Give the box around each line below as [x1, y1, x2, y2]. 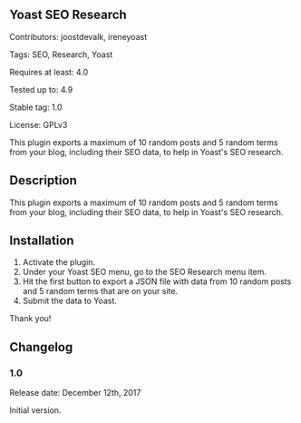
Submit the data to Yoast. [22, 295, 118, 307]
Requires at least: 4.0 [9, 66, 89, 77]
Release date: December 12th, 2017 [9, 388, 141, 398]
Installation [9, 233, 74, 249]
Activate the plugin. [22, 257, 96, 268]
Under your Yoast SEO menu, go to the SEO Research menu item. [22, 267, 267, 278]
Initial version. [9, 405, 62, 416]
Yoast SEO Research [9, 7, 127, 23]
